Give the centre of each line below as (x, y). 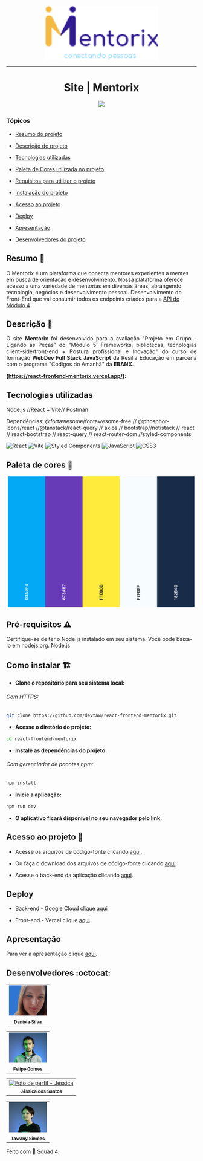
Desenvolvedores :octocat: (58, 973)
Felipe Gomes (28, 1069)
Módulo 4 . (19, 305)
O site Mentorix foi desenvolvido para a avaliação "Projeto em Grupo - (101, 339)
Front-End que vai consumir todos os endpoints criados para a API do (93, 299)
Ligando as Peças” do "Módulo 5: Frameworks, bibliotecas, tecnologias (101, 345)
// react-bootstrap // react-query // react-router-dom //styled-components (99, 434)
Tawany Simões (28, 1139)
